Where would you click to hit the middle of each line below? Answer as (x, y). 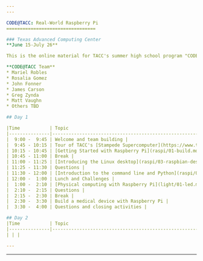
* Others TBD (23, 107)
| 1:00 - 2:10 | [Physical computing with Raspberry (77, 184)
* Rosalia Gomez (27, 78)
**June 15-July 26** (32, 45)
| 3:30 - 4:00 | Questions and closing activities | (77, 207)
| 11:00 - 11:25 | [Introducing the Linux (60, 162)
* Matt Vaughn (24, 101)
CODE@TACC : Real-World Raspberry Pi (52, 23)
